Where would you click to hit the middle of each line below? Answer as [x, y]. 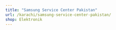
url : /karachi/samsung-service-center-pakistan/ [58, 15]
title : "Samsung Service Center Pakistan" [51, 10]
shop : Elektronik [24, 19]
